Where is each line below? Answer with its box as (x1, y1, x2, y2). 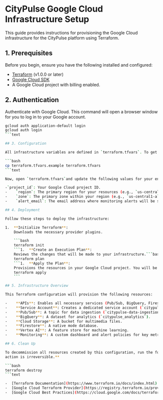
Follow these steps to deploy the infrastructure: (5, 216, 110, 221)
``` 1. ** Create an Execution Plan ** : (14, 247, 92, 252)
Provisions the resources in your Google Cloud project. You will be (14, 265, 158, 270)
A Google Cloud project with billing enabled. (12, 82, 100, 87)
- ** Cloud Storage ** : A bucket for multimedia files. (5, 319, 123, 324)
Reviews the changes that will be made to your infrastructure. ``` (14, 252, 153, 257)
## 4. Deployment (5, 208, 40, 212)
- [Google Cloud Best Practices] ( (5, 390, 77, 395)
